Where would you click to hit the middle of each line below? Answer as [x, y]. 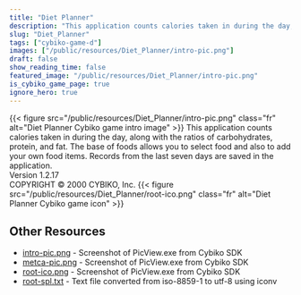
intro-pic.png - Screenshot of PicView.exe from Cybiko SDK [132, 253]
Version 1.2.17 [34, 174]
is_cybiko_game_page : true [60, 84]
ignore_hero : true [43, 92]
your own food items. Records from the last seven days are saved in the [142, 156]
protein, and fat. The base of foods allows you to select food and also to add [150, 146]
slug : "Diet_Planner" [50, 34]
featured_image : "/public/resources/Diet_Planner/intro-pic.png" [133, 76]
